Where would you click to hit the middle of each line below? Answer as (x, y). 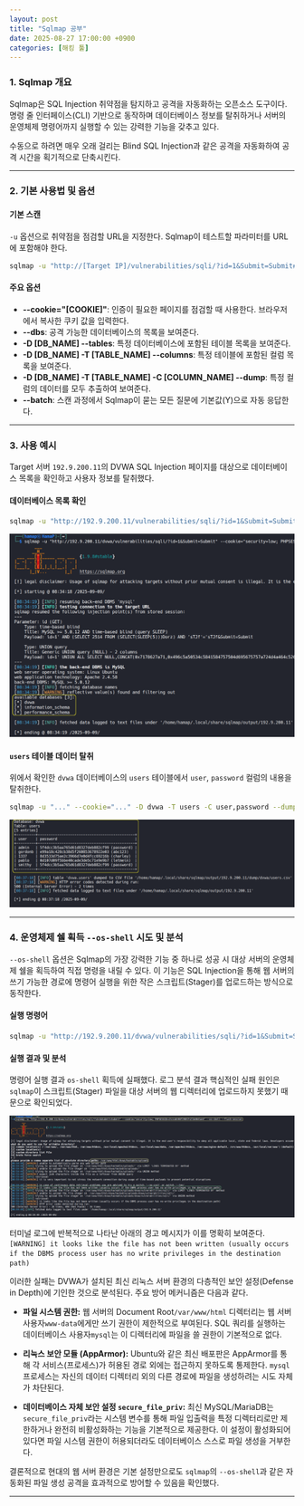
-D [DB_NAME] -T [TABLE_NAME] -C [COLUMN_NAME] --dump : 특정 (153, 377)
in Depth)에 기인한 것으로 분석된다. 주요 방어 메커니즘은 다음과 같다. (129, 1293)
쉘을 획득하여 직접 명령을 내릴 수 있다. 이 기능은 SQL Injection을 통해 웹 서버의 (157, 970)
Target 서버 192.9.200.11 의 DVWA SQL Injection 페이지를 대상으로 (129, 467)
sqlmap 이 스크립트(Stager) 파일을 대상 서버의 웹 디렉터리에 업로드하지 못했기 (144, 1091)
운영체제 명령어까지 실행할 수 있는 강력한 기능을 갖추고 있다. (114, 126)
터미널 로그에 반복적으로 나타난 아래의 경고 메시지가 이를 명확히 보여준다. (137, 1233)
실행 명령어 (28, 1015)
